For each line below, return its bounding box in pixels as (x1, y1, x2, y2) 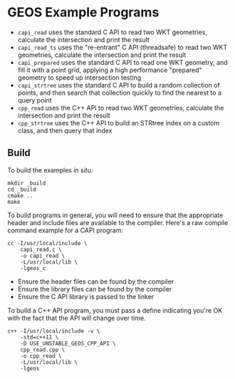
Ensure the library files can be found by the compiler (17, 284, 172, 293)
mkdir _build (7, 180, 46, 187)
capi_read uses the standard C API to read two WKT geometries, (17, 28, 208, 36)
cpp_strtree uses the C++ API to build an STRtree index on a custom (17, 118, 220, 127)
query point (17, 95, 52, 104)
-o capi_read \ (20, 252, 66, 259)
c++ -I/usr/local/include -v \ (7, 327, 100, 335)
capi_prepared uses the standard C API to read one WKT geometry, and (17, 58, 228, 66)
